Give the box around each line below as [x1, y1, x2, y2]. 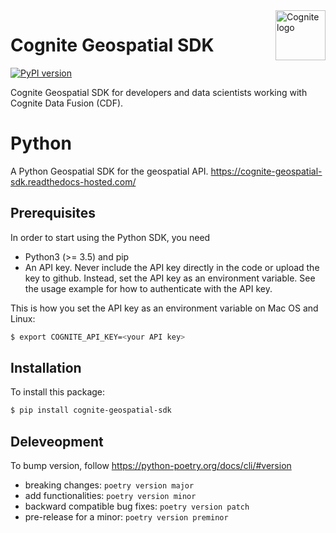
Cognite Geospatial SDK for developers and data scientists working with [10, 86, 308, 98]
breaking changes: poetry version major [24, 479, 195, 491]
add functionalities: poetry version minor [24, 490, 197, 502]
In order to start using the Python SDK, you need [10, 231, 211, 243]
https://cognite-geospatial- [210, 165, 323, 177]
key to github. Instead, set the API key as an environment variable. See [24, 272, 316, 284]
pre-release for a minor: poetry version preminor [24, 511, 229, 523]
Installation [10, 359, 82, 376]
